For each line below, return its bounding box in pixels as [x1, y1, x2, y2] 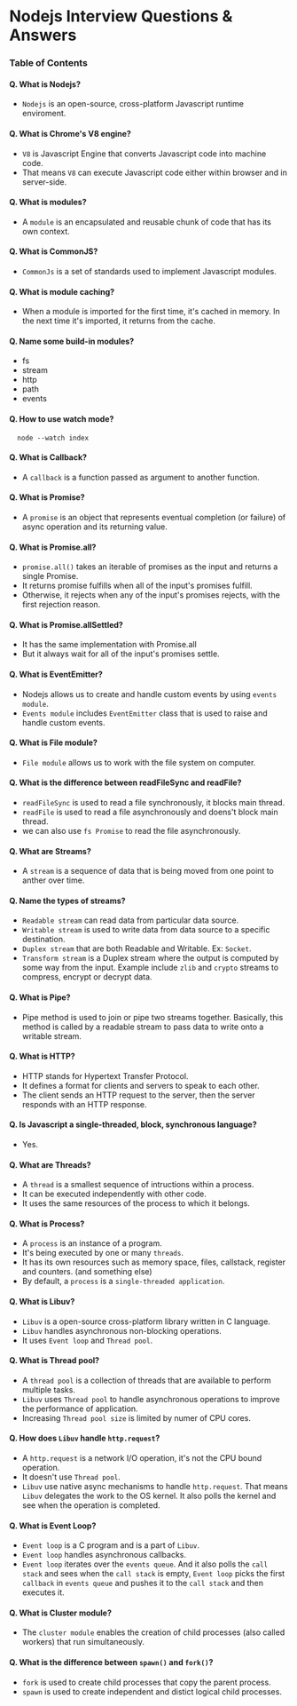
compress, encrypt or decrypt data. [21, 972, 152, 982]
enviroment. [21, 108, 66, 119]
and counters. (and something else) [21, 1266, 152, 1277]
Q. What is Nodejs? [9, 78, 82, 90]
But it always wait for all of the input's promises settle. [21, 648, 220, 659]
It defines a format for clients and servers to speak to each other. [21, 1080, 260, 1091]
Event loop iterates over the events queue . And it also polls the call [21, 1559, 269, 1569]
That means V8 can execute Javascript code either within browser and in [21, 167, 288, 178]
